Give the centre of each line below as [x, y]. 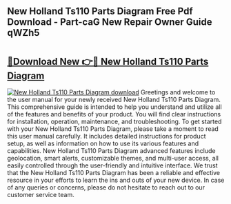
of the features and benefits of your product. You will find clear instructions [114, 114]
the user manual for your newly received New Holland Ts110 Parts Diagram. [114, 100]
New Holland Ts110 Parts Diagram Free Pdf [100, 11]
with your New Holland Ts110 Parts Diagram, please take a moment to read [113, 129]
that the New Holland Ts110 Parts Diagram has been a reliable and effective [114, 173]
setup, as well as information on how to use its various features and [103, 143]
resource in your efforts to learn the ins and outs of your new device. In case [116, 180]
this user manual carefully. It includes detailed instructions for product [107, 136]
